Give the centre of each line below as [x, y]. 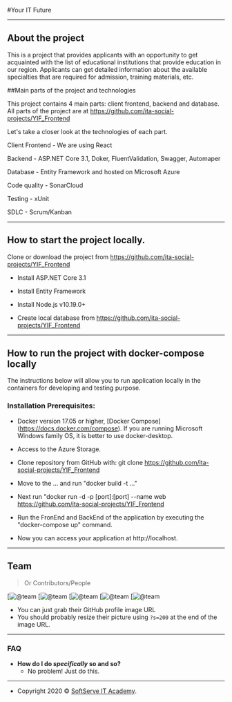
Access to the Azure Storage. [59, 449]
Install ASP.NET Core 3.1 [51, 277]
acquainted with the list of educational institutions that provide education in [114, 62]
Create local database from [56, 318]
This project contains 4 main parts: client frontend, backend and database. [113, 104]
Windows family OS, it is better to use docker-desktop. [95, 435]
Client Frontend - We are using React [60, 145]
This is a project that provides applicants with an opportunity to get [103, 55]
